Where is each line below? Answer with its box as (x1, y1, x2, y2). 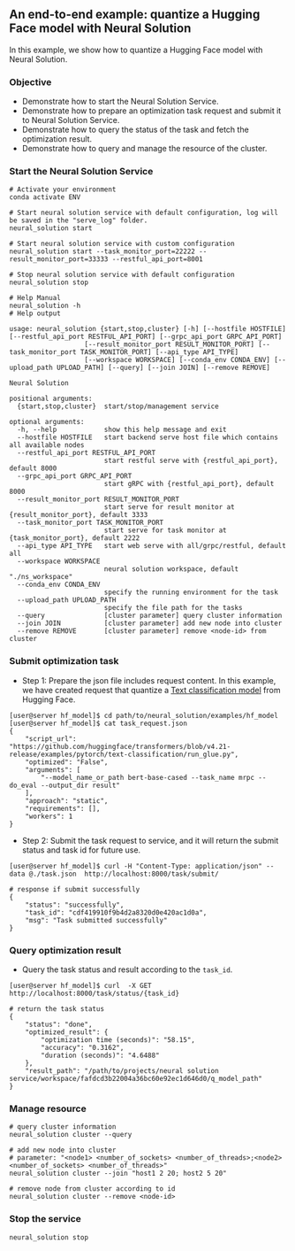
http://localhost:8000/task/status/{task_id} (9, 989, 179, 998)
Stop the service (9, 1213, 82, 1225)
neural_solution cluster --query (9, 1131, 132, 1139)
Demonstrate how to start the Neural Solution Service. (21, 97, 219, 107)
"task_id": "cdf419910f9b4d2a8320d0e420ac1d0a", (25, 907, 208, 917)
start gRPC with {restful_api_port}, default (103, 480, 275, 489)
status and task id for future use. (21, 845, 141, 855)
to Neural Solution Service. (21, 115, 120, 126)
